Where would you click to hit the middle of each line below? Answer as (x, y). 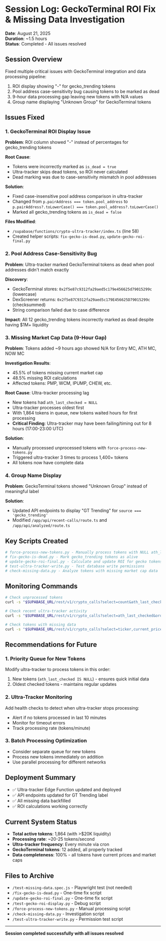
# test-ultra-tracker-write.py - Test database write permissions (75, 566)
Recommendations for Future (51, 645)
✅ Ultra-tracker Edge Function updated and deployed (66, 789)
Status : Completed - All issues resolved (46, 44)
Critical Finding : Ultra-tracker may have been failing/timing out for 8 (82, 423)
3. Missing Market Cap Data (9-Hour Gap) (56, 337)
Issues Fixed (25, 117)
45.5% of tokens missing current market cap (58, 373)
